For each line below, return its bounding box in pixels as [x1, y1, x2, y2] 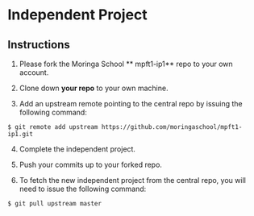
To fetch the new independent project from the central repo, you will [19, 176, 247, 185]
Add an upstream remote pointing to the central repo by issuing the [19, 99, 243, 108]
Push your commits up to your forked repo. [19, 160, 163, 169]
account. [19, 68, 49, 77]
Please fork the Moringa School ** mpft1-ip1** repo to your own [19, 59, 233, 69]
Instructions [7, 38, 70, 52]
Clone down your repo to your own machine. [19, 83, 169, 93]
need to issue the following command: [19, 184, 147, 193]
